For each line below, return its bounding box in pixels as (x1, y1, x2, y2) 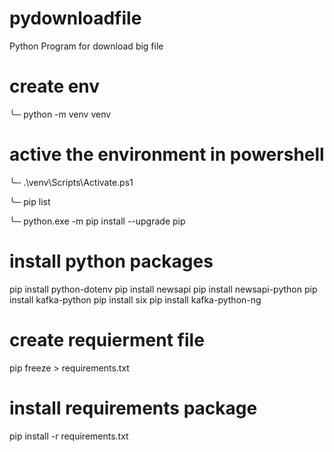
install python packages (9, 250, 214, 272)
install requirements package (9, 397, 258, 419)
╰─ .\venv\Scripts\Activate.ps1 (9, 176, 134, 188)
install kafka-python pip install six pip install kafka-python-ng (9, 293, 262, 306)
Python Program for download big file (9, 40, 164, 52)
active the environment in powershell (9, 143, 325, 166)
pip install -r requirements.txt (9, 430, 129, 442)
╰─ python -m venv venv (9, 108, 112, 120)
